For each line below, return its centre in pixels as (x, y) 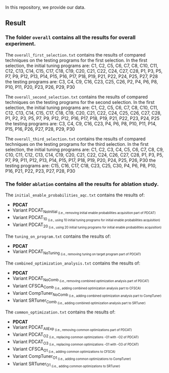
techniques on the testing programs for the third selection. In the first (77, 144)
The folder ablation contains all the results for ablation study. (82, 184)
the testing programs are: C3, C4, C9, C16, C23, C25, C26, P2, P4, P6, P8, (82, 82)
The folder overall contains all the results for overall (71, 37)
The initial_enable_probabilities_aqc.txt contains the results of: (75, 195)
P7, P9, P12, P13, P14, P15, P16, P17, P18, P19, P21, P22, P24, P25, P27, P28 (81, 76)
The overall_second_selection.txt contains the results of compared (76, 97)
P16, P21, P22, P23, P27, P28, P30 (40, 171)
